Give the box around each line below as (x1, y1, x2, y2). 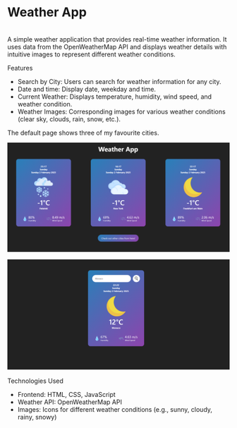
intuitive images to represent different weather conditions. (7, 50, 176, 59)
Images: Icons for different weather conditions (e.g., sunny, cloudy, (17, 405, 213, 413)
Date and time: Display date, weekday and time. (17, 85, 157, 93)
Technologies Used (7, 377, 63, 385)
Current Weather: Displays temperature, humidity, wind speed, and (17, 92, 212, 101)
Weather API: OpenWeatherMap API (17, 398, 122, 406)
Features (7, 63, 33, 72)
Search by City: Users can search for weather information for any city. (17, 77, 221, 85)
